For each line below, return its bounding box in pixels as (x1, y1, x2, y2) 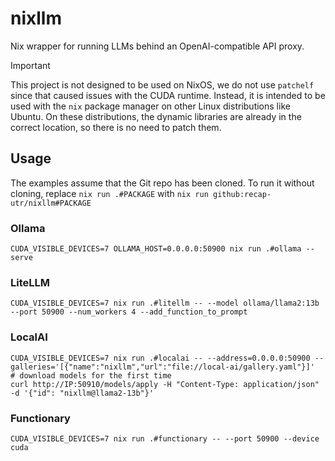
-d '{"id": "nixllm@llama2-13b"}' (10, 388, 155, 398)
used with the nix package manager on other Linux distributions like (10, 100, 291, 112)
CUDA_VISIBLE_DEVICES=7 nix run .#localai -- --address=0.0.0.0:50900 (10, 353, 311, 363)
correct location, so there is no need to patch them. (10, 121, 222, 133)
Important (10, 59, 51, 71)
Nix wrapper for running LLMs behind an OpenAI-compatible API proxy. (10, 40, 305, 52)
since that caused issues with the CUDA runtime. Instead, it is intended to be (10, 89, 326, 101)
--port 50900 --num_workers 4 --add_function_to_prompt (10, 307, 248, 317)
